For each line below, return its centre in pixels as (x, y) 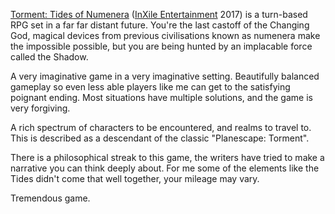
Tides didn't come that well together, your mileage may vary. (135, 178)
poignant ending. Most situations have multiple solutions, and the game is (161, 97)
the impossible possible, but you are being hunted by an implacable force (161, 46)
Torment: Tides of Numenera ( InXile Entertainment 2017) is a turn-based (159, 14)
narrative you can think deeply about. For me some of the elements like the (165, 168)
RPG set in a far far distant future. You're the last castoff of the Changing (160, 25)
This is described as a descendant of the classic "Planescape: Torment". (160, 138)
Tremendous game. (50, 198)
